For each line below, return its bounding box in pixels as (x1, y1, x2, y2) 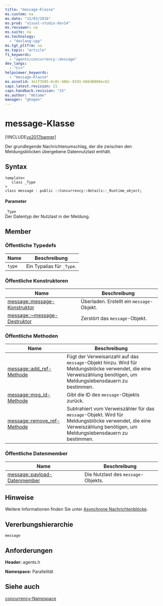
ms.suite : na (5, 30, 32, 34)
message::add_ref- (7, 366, 52, 372)
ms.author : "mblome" (5, 93, 47, 97)
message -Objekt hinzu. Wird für (66, 359, 137, 366)
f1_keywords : (5, 52, 32, 57)
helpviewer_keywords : (5, 70, 49, 75)
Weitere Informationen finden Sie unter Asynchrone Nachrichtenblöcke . (5, 506, 148, 512)
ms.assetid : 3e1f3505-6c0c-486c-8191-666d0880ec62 (5, 79, 110, 84)
